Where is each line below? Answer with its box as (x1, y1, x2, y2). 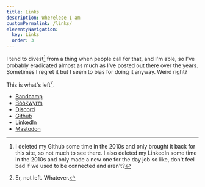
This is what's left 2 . (6, 80, 55, 89)
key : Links (12, 32, 40, 38)
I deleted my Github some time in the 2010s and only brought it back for (15, 143, 196, 150)
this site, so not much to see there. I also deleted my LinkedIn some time (15, 149, 197, 156)
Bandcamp (15, 93, 43, 100)
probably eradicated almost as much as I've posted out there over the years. (6, 62, 198, 69)
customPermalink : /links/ (6, 20, 72, 26)
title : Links (6, 9, 40, 15)
